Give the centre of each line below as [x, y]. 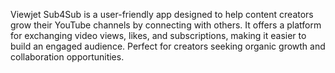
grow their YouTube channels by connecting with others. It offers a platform [166, 25]
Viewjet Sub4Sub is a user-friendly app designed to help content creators [162, 14]
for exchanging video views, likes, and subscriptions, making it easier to [158, 35]
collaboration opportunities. [67, 57]
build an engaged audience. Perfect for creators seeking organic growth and [168, 46]
